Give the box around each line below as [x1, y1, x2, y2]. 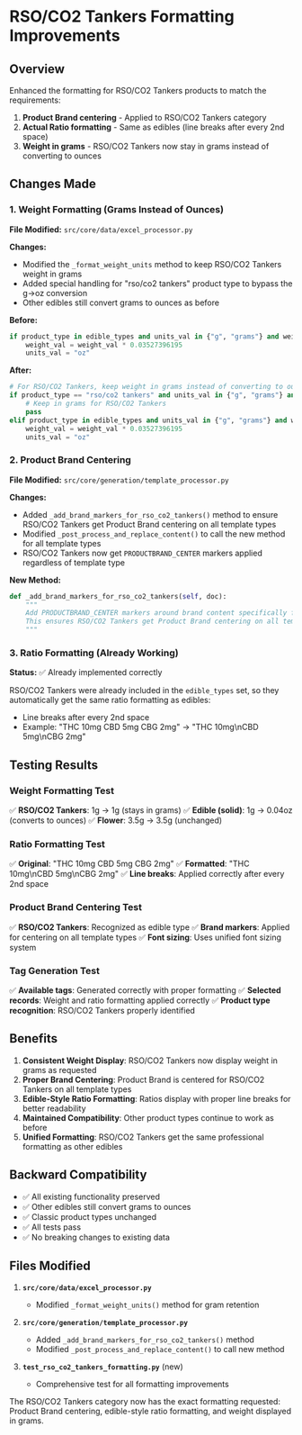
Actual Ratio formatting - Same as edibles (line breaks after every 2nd [22, 122, 285, 132]
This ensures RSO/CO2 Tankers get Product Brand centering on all [25, 617, 280, 627]
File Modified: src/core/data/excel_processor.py [9, 223, 193, 235]
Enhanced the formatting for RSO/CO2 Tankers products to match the [9, 86, 267, 95]
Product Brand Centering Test [9, 901, 142, 914]
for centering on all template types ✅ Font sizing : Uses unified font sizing [9, 932, 281, 943]
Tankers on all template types [22, 1083, 132, 1095]
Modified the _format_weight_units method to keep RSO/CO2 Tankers [22, 258, 282, 269]
